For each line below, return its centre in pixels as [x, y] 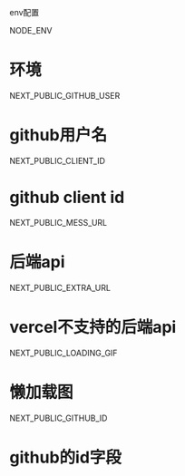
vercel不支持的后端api [93, 327]
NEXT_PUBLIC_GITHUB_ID [58, 418]
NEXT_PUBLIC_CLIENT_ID [58, 160]
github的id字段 [66, 457]
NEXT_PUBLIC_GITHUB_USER [65, 95]
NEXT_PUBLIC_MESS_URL [58, 222]
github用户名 [58, 136]
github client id [67, 198]
